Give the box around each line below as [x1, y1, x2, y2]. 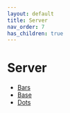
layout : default [7, 10, 54, 18]
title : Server [7, 17, 49, 24]
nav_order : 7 [7, 23, 45, 30]
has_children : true [7, 29, 64, 37]
